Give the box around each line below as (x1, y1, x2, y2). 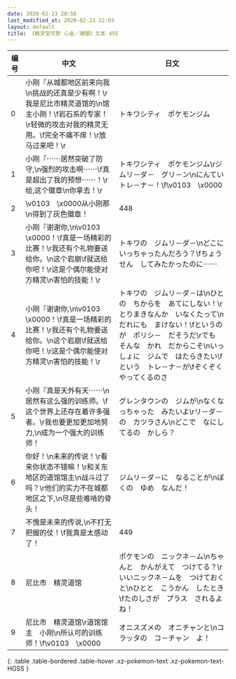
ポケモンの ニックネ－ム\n (119, 552, 211, 562)
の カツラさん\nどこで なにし (119, 417, 225, 427)
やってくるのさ (119, 373, 168, 383)
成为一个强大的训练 (41, 428, 105, 437)
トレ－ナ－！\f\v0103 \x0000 (119, 180, 223, 190)
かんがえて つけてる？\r (140, 562, 223, 572)
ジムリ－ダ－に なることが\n (119, 473, 218, 482)
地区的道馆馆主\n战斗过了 (25, 473, 110, 482)
